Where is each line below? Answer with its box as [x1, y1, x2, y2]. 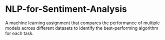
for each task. [5, 30, 34, 36]
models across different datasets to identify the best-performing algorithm [5, 25, 158, 31]
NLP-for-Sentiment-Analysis [5, 3, 127, 15]
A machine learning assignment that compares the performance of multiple [5, 20, 160, 26]
